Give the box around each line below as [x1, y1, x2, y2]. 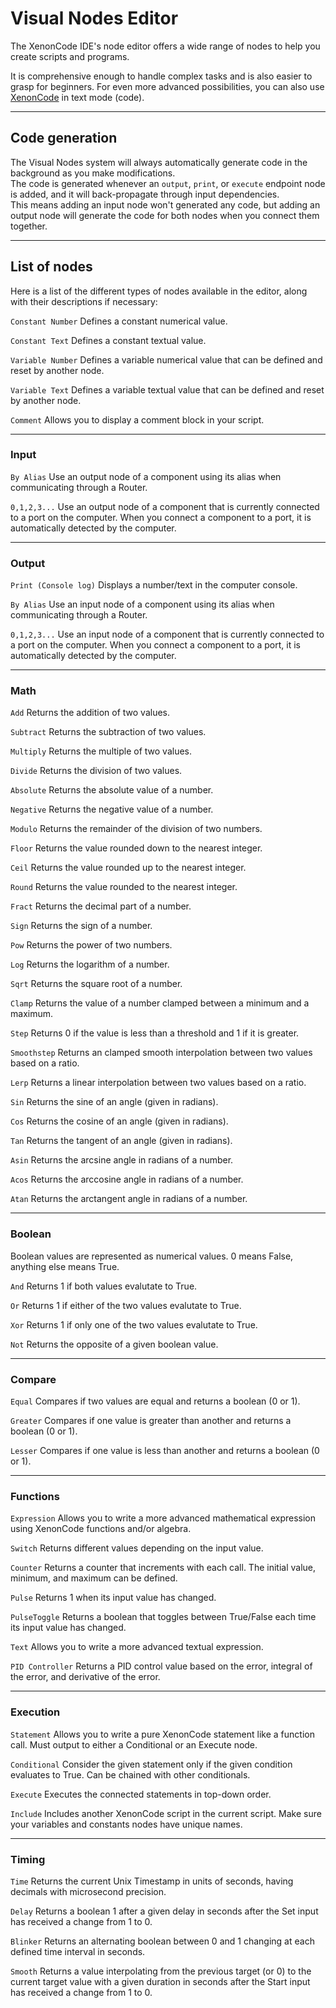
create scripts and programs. [10, 50, 130, 62]
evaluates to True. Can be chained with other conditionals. [10, 1768, 251, 1781]
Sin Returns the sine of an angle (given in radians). [10, 1096, 219, 1108]
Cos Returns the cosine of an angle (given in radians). [10, 1115, 229, 1127]
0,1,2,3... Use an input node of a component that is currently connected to [10, 628, 325, 641]
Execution [10, 1705, 61, 1719]
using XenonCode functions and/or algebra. [10, 1523, 192, 1535]
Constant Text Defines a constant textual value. [10, 334, 207, 346]
